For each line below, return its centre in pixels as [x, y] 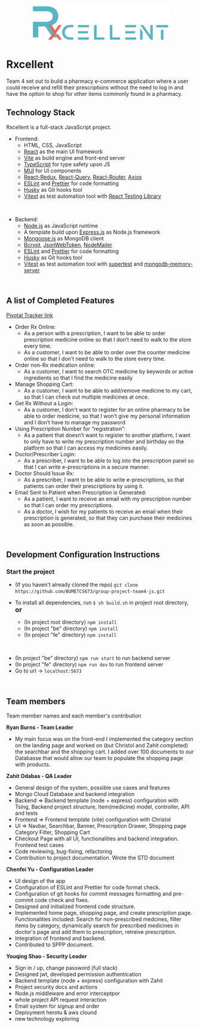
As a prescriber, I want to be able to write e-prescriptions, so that [104, 480]
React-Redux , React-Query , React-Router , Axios [83, 177]
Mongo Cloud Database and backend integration [75, 794]
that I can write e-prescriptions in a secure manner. [87, 467]
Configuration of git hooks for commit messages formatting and [93, 894]
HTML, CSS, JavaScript [53, 145]
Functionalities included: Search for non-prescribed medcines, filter [98, 920]
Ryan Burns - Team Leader [40, 728]
